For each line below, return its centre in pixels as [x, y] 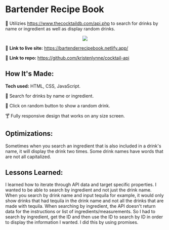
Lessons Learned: [34, 173]
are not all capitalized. [28, 157]
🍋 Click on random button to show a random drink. [58, 105]
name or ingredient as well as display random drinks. [60, 28]
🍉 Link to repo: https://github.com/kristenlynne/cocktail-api [68, 58]
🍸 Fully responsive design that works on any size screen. [65, 116]
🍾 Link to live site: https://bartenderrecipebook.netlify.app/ [67, 48]
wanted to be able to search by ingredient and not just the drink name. [78, 190]
